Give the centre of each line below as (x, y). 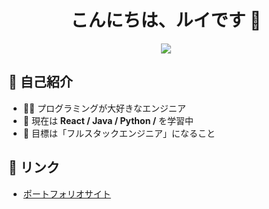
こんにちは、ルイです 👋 (166, 20)
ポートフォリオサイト (66, 193)
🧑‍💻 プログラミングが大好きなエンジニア (104, 108)
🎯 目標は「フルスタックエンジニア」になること (119, 133)
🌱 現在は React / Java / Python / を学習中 (108, 120)
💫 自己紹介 (40, 82)
